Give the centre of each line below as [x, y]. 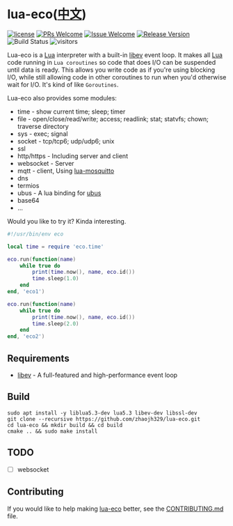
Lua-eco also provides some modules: [62, 98]
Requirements [38, 358]
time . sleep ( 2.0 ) [56, 324]
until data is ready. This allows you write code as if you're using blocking [111, 70]
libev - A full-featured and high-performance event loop [97, 375]
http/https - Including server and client [73, 156]
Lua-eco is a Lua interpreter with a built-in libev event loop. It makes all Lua [115, 55]
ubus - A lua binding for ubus [59, 193]
